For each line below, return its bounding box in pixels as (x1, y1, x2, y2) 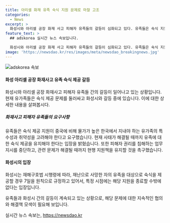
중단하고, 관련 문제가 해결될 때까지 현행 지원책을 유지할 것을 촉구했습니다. (18, 146, 163, 153)
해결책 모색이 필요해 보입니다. (10, 201, 69, 207)
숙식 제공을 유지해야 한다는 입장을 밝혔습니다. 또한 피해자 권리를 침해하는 (10, 140, 154, 146)
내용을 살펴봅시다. (14, 101, 50, 107)
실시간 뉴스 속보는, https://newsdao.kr (5, 212, 82, 218)
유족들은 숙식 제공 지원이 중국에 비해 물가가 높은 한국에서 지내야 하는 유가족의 (5, 128, 158, 134)
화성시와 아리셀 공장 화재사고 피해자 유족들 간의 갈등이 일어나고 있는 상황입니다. (5, 89, 162, 95)
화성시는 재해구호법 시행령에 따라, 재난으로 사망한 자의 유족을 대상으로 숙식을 (5, 172, 157, 177)
